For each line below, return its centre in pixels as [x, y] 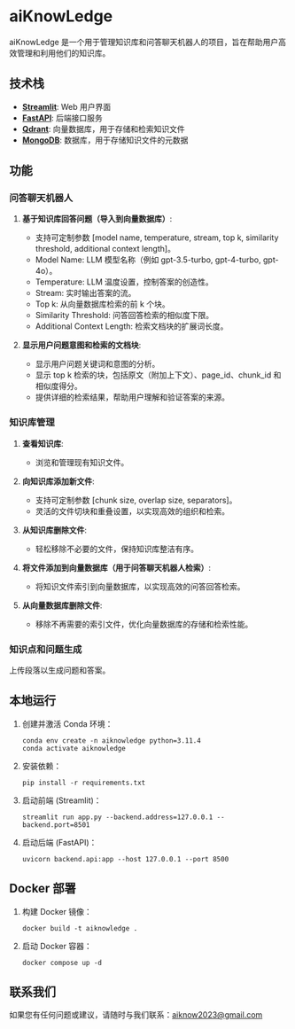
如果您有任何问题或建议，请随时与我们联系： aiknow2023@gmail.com [136, 1015]
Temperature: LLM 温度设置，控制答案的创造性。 [124, 282]
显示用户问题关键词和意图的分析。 [97, 364]
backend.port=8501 [56, 825]
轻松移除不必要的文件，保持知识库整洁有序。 [117, 549]
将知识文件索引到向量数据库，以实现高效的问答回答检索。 [140, 586]
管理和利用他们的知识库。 [63, 53]
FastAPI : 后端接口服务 [62, 118]
